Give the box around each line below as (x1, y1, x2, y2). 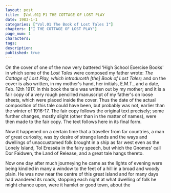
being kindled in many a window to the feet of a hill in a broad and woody (5, 165, 160, 172)
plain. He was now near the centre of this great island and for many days (5, 171, 159, 177)
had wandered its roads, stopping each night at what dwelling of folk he (5, 176, 157, 182)
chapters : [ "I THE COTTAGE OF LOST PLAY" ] (5, 27, 97, 32)
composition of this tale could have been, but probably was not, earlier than (5, 102, 165, 108)
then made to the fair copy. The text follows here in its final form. (5, 118, 142, 125)
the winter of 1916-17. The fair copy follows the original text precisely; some (5, 108, 164, 114)
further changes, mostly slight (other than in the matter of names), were (5, 113, 157, 119)
